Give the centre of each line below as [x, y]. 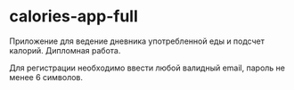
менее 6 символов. [46, 77]
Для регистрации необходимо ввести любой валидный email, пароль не [147, 68]
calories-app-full [73, 16]
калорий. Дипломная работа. [65, 50]
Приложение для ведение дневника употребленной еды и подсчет [137, 41]
